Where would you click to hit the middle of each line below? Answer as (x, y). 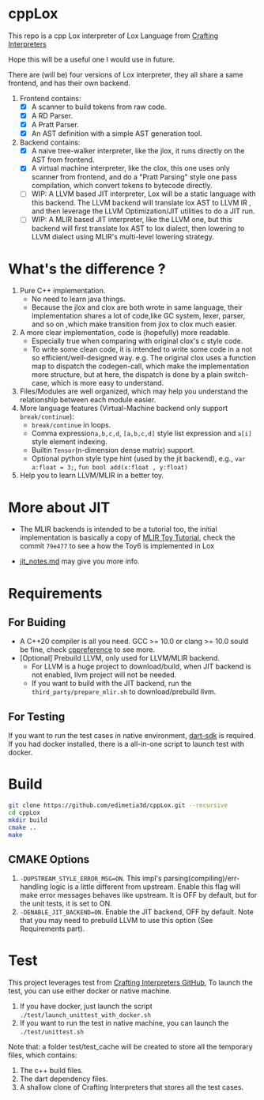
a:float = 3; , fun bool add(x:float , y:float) (109, 467)
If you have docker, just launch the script (86, 1006)
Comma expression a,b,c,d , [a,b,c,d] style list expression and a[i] (141, 433)
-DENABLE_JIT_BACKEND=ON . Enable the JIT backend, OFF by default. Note (137, 912)
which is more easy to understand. (107, 383)
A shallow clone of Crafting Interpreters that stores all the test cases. (131, 1087)
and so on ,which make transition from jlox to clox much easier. (134, 324)
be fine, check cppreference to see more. (87, 650)
